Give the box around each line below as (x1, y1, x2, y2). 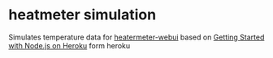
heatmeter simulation (8, 6, 157, 24)
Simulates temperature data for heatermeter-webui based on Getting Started (8, 32, 265, 42)
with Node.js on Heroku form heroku (8, 40, 131, 50)
